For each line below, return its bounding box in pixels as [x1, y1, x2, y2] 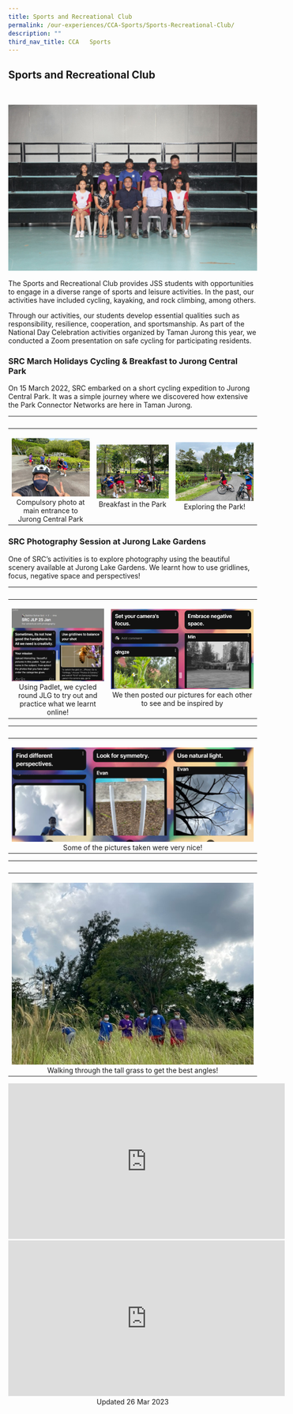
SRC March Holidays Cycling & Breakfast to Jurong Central [8, 356, 239, 367]
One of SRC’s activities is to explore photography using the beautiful [8, 554, 231, 564]
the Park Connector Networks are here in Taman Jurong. [8, 400, 193, 410]
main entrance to [23, 506, 79, 515]
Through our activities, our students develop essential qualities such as [8, 311, 240, 320]
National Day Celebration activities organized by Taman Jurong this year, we [8, 327, 257, 337]
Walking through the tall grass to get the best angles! [47, 1065, 219, 1075]
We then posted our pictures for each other [111, 690, 253, 699]
